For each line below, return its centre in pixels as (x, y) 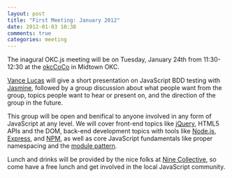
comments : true (29, 33)
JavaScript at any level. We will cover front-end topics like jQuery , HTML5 (114, 124)
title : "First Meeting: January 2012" (64, 20)
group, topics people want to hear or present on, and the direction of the (111, 96)
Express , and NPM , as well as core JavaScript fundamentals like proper (110, 139)
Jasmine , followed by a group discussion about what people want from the (115, 88)
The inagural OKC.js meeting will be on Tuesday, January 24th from (104, 59)
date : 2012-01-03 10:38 (42, 27)
